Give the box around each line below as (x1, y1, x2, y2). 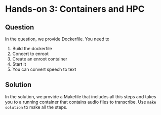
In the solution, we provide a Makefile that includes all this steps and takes (5, 93, 157, 99)
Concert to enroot (12, 51, 49, 57)
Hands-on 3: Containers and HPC (5, 3, 145, 15)
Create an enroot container (12, 56, 68, 62)
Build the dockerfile (12, 46, 52, 51)
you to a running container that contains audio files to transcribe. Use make (5, 99, 157, 105)
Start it (12, 61, 26, 67)
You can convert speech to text (12, 66, 77, 72)
